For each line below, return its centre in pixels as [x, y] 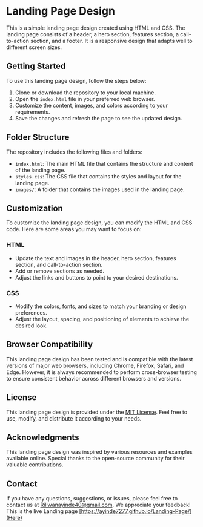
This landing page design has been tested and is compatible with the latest [100, 359]
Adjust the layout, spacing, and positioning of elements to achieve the [102, 319]
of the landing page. [40, 170]
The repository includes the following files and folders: [74, 152]
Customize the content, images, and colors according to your [92, 105]
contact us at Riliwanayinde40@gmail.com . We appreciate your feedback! [98, 505]
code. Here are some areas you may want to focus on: [74, 229]
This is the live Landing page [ [44, 511]
